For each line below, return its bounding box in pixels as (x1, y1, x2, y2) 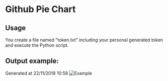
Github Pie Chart (5, 4, 76, 15)
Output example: (5, 57, 59, 65)
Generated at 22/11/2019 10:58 (5, 70, 68, 76)
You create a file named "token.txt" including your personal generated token (5, 37, 163, 43)
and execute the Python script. (5, 42, 69, 48)
